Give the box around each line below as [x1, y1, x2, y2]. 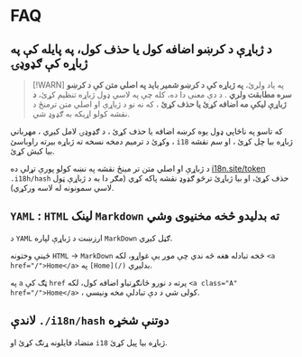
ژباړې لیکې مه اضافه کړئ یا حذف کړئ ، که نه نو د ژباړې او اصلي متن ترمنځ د [32, 99, 287, 109]
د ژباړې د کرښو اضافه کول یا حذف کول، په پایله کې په [10, 42, 273, 57]
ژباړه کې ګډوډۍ [10, 55, 88, 70]
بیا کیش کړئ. [10, 146, 55, 156]
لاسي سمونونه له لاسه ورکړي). [10, 183, 114, 193]
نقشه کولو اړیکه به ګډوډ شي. [32, 108, 130, 118]
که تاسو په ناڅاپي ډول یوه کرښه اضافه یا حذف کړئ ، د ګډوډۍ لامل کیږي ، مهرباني [10, 126, 283, 136]
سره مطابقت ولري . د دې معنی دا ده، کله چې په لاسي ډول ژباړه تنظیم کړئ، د [32, 89, 292, 99]
